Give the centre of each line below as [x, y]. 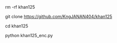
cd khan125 [17, 26]
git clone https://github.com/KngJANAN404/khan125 [59, 16]
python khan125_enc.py [29, 35]
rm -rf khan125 [20, 7]
